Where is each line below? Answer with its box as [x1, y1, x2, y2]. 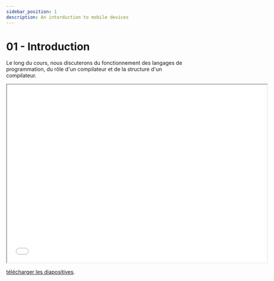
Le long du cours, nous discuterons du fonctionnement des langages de [6, 59, 182, 67]
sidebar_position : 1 [6, 8, 58, 15]
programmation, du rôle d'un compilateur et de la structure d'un [6, 66, 162, 73]
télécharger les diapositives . [6, 269, 75, 276]
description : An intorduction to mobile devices [6, 14, 129, 20]
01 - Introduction [6, 40, 90, 53]
